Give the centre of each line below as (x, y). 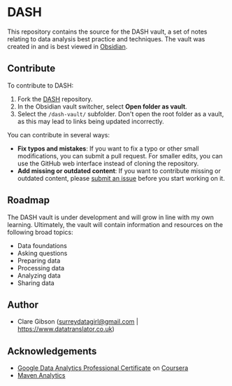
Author (23, 304)
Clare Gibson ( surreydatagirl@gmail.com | (78, 322)
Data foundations (42, 245)
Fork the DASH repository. (55, 99)
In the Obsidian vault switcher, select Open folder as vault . (102, 106)
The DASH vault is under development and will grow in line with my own (111, 217)
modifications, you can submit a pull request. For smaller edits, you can (120, 156)
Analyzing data (39, 275)
